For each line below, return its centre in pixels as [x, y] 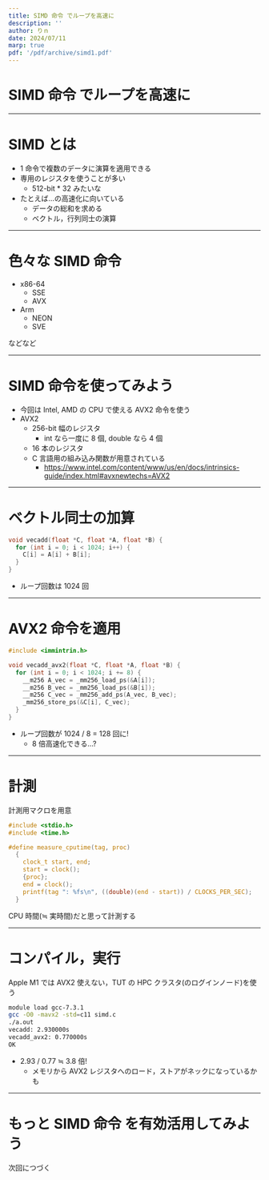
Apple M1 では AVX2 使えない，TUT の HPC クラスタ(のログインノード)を [129, 982]
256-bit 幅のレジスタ [66, 428]
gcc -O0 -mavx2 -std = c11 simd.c [62, 1015]
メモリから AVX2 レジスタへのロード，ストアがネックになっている [141, 1071]
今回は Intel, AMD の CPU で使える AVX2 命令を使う [105, 409]
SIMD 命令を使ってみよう [91, 386]
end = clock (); [48, 884]
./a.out [21, 1022]
